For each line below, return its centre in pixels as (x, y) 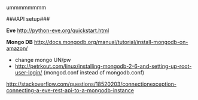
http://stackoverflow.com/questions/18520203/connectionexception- (91, 84)
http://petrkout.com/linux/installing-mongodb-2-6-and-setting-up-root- (103, 66)
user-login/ (28, 72)
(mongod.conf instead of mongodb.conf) (94, 72)
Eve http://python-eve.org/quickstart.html (58, 30)
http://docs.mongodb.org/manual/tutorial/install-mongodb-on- (111, 42)
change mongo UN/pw (43, 60)
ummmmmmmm (26, 7)
